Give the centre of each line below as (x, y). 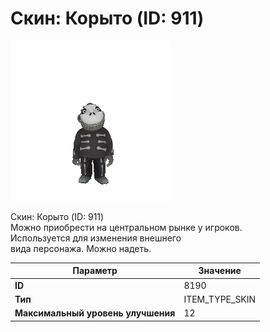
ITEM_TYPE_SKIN (220, 299)
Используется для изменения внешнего (96, 238)
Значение (220, 271)
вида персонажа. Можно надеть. (81, 248)
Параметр (95, 271)
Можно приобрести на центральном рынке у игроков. (126, 227)
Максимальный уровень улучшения (95, 313)
